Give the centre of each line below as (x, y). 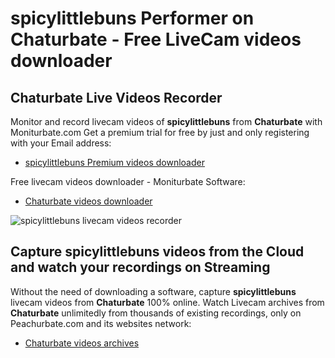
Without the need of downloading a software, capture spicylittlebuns (153, 291)
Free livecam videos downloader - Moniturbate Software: (128, 181)
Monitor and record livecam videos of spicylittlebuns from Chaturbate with (166, 121)
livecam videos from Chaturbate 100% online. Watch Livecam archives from (167, 302)
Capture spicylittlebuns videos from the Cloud (157, 252)
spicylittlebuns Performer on (132, 18)
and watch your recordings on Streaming (140, 267)
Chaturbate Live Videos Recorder (116, 97)
